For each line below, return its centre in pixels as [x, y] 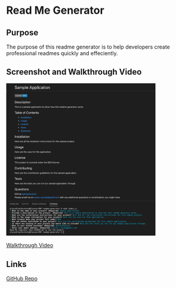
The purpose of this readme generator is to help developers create [88, 47]
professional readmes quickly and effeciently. [62, 53]
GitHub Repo [22, 278]
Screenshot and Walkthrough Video [74, 72]
